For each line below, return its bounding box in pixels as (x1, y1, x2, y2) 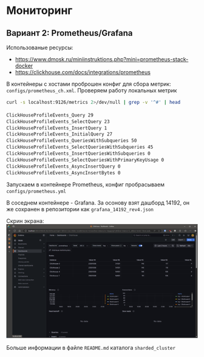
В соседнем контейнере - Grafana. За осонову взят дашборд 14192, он (6, 199, 190, 206)
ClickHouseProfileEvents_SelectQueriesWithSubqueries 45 (6, 144, 154, 151)
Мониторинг (6, 4, 73, 18)
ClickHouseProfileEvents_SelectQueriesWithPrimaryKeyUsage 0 (6, 157, 165, 163)
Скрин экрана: (6, 217, 44, 225)
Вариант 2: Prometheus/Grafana (6, 28, 133, 38)
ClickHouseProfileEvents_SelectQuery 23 (6, 118, 110, 124)
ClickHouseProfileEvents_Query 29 (6, 112, 94, 118)
